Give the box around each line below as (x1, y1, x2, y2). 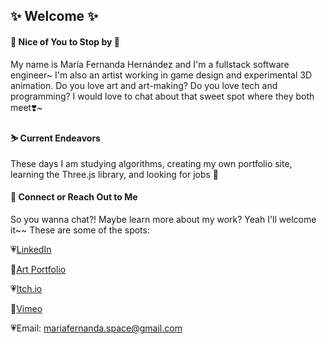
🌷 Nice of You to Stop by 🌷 (10, 35, 120, 48)
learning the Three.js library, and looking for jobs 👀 (10, 168, 220, 180)
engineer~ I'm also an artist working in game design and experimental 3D (10, 69, 312, 81)
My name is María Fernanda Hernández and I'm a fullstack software (10, 58, 290, 70)
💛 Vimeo (10, 303, 43, 314)
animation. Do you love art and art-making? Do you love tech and (10, 79, 278, 91)
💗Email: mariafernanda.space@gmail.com (10, 322, 183, 334)
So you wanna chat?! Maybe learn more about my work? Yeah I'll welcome (10, 214, 317, 225)
